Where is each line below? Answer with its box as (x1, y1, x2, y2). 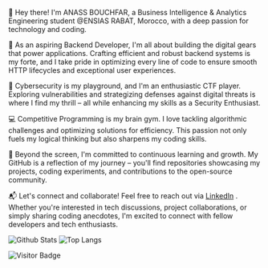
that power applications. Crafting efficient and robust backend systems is (8, 49, 251, 58)
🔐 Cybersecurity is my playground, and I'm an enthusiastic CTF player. (8, 81, 242, 90)
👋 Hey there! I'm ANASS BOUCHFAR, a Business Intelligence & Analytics (8, 8, 247, 17)
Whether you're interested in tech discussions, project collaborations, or (8, 202, 247, 212)
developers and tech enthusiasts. (8, 220, 119, 229)
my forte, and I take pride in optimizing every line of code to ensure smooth (8, 57, 258, 66)
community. (8, 175, 47, 184)
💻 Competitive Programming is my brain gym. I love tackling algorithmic (8, 114, 247, 123)
